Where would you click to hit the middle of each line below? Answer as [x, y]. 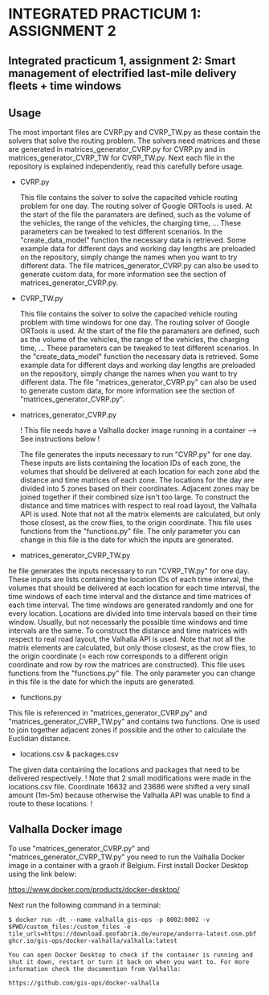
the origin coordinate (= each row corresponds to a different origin [118, 656]
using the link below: [43, 874]
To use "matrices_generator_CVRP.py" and [79, 849]
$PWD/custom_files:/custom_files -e [69, 927]
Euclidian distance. [39, 739]
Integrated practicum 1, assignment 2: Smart [122, 61]
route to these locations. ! [51, 804]
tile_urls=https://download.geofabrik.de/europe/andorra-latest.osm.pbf [132, 934]
